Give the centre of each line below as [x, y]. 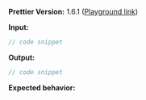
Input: [19, 27]
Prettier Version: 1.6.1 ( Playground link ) [73, 12]
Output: [21, 57]
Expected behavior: [42, 87]
